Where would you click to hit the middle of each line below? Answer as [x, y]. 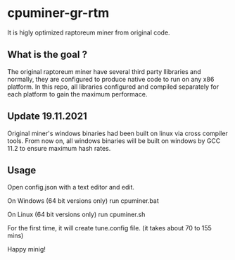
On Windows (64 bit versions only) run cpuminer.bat [83, 201]
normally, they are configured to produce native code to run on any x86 [111, 79]
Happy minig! [26, 249]
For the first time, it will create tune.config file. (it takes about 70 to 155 [110, 228]
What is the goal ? [47, 55]
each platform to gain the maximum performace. [77, 94]
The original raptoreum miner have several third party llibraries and [104, 71]
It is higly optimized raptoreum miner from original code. [89, 32]
